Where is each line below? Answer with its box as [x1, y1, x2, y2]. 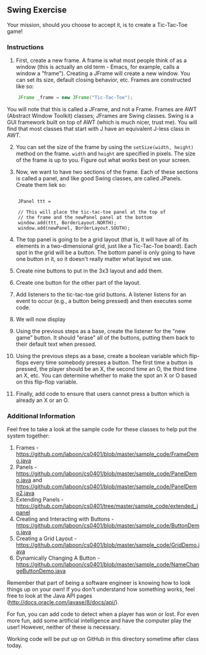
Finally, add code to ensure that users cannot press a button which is [15, 390, 190, 397]
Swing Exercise [7, 5, 67, 15]
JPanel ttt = [18, 198, 51, 204]
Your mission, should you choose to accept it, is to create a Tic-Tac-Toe [7, 21, 188, 28]
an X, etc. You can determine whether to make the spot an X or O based [15, 371, 197, 379]
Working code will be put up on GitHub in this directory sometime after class [7, 635, 199, 643]
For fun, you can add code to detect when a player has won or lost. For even [7, 610, 199, 618]
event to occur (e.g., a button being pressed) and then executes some [15, 297, 192, 304]
